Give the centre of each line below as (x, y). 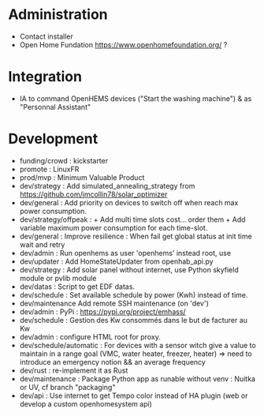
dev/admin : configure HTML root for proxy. (90, 336)
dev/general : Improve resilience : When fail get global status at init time (136, 236)
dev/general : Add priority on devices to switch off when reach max (129, 202)
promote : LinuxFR (49, 169)
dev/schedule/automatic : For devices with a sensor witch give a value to (138, 345)
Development (53, 139)
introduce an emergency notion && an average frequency (113, 362)
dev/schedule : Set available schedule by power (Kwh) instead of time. (134, 294)
